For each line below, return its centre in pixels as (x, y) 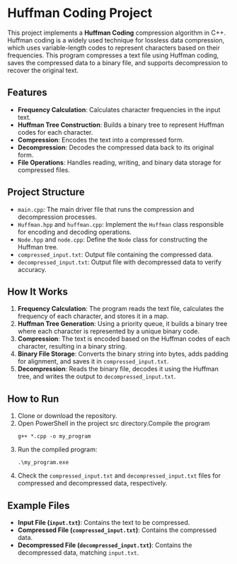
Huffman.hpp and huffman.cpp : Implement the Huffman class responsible (121, 224)
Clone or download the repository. (68, 416)
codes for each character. (55, 132)
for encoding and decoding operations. (75, 232)
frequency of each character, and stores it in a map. (93, 316)
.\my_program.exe (43, 463)
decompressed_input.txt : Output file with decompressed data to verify (119, 262)
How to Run (33, 399)
